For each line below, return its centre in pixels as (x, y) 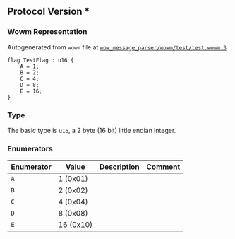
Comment (163, 167)
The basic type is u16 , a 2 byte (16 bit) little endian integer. (92, 130)
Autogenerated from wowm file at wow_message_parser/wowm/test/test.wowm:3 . (118, 47)
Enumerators (30, 148)
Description (119, 167)
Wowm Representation (47, 32)
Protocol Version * (49, 12)
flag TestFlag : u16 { (41, 60)
